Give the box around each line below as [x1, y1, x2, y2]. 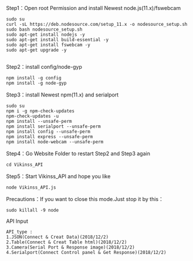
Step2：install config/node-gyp [6, 63, 82, 70]
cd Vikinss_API [6, 162, 43, 168]
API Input [6, 217, 28, 225]
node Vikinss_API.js [6, 185, 57, 190]
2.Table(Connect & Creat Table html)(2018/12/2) [6, 239, 127, 245]
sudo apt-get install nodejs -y [6, 32, 85, 38]
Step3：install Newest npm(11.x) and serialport [6, 91, 119, 98]
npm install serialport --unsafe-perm [6, 123, 101, 129]
